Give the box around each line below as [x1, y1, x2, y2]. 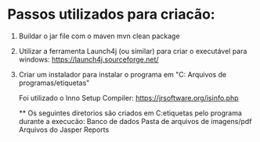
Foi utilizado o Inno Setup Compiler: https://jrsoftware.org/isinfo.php [18, 93, 240, 102]
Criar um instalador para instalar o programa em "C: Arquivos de [18, 69, 227, 79]
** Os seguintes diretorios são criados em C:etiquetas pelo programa [18, 108, 242, 118]
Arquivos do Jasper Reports [18, 125, 110, 134]
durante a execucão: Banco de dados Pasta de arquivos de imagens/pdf [18, 116, 252, 126]
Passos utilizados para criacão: [7, 5, 216, 23]
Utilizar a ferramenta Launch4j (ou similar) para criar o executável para [18, 46, 247, 55]
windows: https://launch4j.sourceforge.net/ [18, 55, 159, 64]
